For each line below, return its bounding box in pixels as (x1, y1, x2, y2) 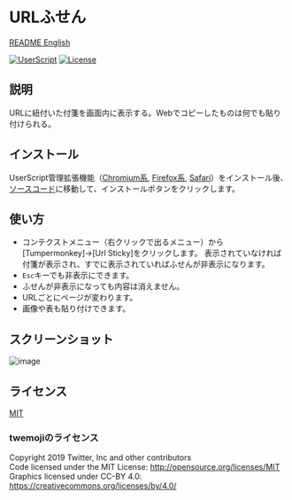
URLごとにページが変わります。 (21, 293, 138, 303)
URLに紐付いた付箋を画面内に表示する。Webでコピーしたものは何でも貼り (9, 107, 281, 118)
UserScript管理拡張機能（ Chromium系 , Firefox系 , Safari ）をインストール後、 (9, 172, 288, 183)
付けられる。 (9, 118, 56, 129)
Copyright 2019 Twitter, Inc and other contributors (9, 452, 192, 463)
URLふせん (9, 7, 87, 27)
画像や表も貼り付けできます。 (21, 303, 131, 314)
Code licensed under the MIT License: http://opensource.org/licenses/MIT (9, 462, 280, 473)
